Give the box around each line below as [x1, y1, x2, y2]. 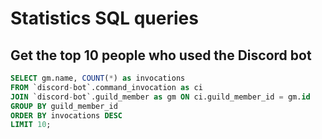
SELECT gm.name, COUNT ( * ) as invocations [10, 73, 186, 83]
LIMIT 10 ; [10, 120, 52, 130]
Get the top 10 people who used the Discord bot [10, 47, 312, 64]
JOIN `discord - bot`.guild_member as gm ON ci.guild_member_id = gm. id [10, 92, 311, 102]
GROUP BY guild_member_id [10, 101, 118, 111]
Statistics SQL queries [10, 7, 199, 30]
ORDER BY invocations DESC [10, 110, 123, 121]
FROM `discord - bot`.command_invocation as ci [10, 82, 203, 92]
